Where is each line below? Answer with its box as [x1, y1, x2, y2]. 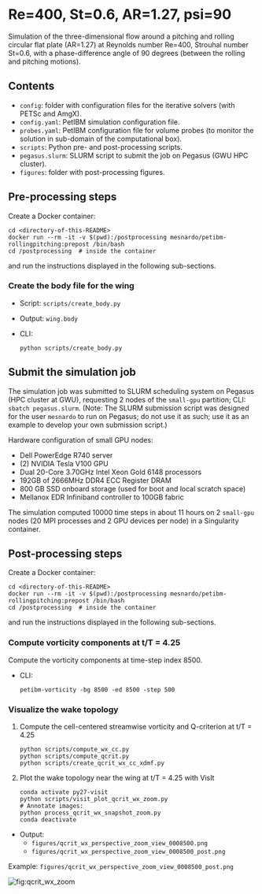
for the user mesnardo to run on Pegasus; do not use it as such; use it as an [8, 411, 249, 421]
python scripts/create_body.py [19, 344, 123, 352]
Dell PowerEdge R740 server [19, 451, 113, 460]
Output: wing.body [19, 313, 79, 323]
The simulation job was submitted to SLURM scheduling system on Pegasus [8, 386, 254, 395]
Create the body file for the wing [8, 280, 135, 291]
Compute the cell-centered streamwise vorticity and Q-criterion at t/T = [19, 722, 253, 732]
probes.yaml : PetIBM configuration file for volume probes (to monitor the [19, 125, 254, 135]
